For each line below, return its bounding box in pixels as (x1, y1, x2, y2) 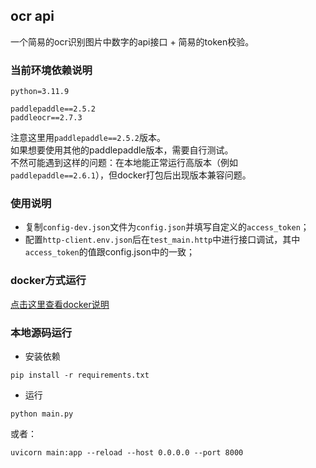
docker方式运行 (10, 274, 87, 288)
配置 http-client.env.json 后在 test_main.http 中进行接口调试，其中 (24, 234, 301, 246)
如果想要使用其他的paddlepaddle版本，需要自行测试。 (10, 144, 234, 156)
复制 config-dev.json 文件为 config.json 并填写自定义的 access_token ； (24, 221, 310, 233)
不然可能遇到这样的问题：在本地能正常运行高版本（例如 (10, 157, 238, 169)
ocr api (10, 8, 55, 25)
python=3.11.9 (10, 87, 70, 97)
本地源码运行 (10, 325, 73, 339)
